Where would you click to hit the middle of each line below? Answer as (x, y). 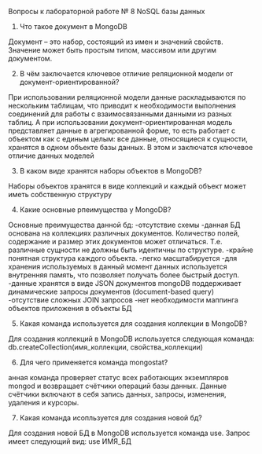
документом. (30, 59)
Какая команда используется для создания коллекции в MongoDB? (133, 324)
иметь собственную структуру (60, 194)
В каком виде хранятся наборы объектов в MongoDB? (111, 171)
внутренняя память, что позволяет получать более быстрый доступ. (124, 275)
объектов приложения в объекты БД (70, 308)
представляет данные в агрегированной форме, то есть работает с (122, 130)
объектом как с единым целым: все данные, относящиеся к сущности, (128, 139)
